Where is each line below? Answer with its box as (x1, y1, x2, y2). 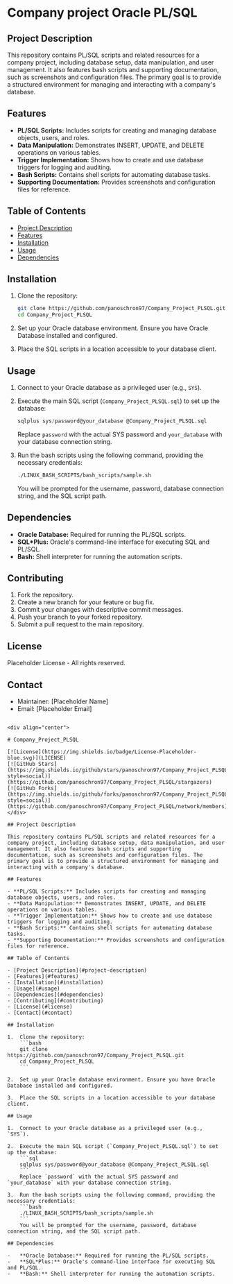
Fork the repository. (17, 591, 74, 599)
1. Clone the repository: (7, 1034, 85, 1041)
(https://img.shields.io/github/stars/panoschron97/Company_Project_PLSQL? (7, 767, 231, 773)
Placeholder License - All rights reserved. (7, 659, 126, 667)
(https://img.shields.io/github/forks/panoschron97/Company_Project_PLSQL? (7, 791, 231, 798)
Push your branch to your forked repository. (17, 613, 143, 622)
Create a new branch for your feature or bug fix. (17, 598, 155, 606)
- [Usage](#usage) (7, 985, 60, 992)
